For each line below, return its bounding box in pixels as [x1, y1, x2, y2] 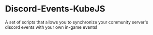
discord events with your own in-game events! [5, 24, 98, 30]
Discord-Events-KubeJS [5, 3, 106, 14]
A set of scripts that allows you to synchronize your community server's [5, 19, 149, 25]
